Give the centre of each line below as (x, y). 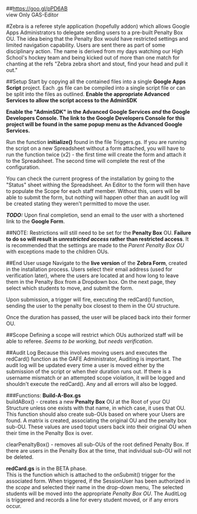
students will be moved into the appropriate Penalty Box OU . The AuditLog (96, 493)
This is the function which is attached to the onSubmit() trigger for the (91, 475)
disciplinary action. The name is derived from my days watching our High (95, 51)
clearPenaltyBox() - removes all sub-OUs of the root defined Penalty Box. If (98, 444)
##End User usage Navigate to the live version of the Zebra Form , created (97, 263)
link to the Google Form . (36, 221)
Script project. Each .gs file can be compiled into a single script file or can (96, 88)
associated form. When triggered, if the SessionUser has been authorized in (98, 481)
